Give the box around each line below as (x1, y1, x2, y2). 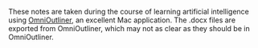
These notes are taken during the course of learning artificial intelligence (8, 7, 249, 16)
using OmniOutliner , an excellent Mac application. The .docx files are (8, 15, 235, 25)
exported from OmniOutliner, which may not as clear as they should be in (8, 24, 251, 33)
